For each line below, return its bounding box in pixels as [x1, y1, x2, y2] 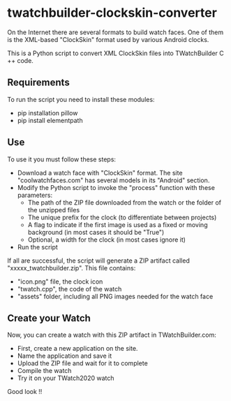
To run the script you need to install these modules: [7, 95, 155, 103]
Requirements [7, 77, 70, 89]
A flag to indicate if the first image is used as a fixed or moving [27, 220, 208, 228]
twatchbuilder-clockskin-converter [7, 5, 218, 21]
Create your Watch [7, 312, 91, 324]
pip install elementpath [17, 116, 83, 124]
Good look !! [7, 388, 43, 396]
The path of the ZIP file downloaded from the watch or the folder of [27, 198, 222, 207]
